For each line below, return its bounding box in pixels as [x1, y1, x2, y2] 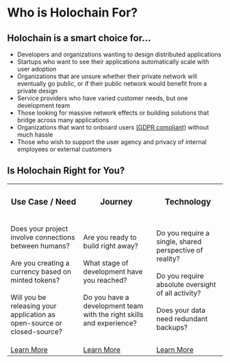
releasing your [10, 301, 57, 310]
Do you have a [83, 292, 129, 302]
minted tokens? [10, 275, 60, 285]
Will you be [10, 292, 47, 302]
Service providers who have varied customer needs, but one [16, 94, 188, 102]
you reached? [83, 275, 128, 285]
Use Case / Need [10, 197, 77, 207]
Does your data [156, 305, 206, 315]
